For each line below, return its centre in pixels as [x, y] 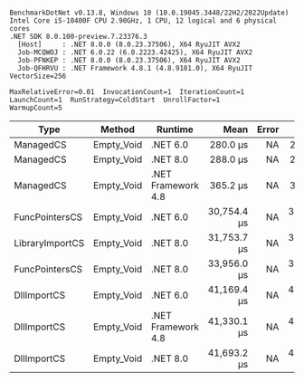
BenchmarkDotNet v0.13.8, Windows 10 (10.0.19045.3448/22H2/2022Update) [149, 13]
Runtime [176, 129]
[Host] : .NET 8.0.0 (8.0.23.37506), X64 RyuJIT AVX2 [129, 44]
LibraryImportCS [49, 243]
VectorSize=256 [38, 76]
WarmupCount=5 [36, 108]
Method [118, 129]
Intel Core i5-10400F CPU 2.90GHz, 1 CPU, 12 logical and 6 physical [143, 21]
